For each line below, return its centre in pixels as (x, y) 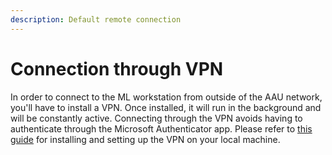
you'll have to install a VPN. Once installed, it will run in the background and (166, 107)
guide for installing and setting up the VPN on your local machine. (145, 139)
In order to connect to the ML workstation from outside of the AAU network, (166, 97)
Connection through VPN (117, 68)
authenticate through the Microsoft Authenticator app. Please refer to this (161, 128)
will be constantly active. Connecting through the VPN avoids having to (156, 118)
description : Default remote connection (96, 19)
